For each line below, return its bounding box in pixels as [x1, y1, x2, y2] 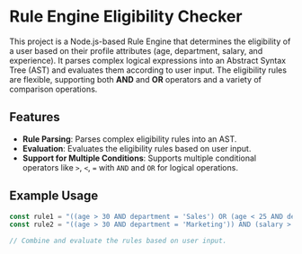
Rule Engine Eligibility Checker [9, 6, 243, 27]
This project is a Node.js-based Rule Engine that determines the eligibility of [9, 36, 291, 47]
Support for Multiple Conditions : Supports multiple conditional [22, 153, 257, 163]
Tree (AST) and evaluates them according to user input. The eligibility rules [9, 65, 288, 75]
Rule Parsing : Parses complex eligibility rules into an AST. [22, 133, 237, 145]
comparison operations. [9, 83, 98, 94]
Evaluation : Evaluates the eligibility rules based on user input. [22, 143, 252, 153]
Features [9, 109, 60, 125]
